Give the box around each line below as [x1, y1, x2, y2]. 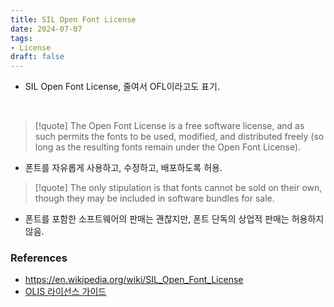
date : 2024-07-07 [10, 24, 83, 34]
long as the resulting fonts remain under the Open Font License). [34, 141, 302, 153]
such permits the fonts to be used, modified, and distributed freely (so [34, 131, 325, 143]
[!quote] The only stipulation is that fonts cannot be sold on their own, [34, 182, 323, 194]
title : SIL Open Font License [10, 14, 137, 25]
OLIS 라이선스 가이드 [24, 286, 107, 298]
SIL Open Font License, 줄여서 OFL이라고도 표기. [24, 81, 220, 93]
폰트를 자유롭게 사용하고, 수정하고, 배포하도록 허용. [24, 162, 223, 174]
